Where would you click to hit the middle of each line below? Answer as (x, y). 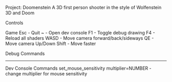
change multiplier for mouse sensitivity (46, 74)
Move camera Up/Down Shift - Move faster (51, 44)
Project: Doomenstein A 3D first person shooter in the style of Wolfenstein (83, 7)
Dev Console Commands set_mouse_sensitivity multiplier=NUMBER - (79, 68)
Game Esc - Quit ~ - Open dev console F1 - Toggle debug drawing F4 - (80, 33)
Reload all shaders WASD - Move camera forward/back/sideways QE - (80, 38)
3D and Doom (20, 13)
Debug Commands (25, 54)
